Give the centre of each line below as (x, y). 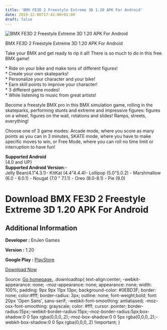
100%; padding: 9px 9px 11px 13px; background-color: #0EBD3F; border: (81, 290)
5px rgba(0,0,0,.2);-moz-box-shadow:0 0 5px (78, 317)
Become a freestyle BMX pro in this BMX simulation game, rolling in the (79, 105)
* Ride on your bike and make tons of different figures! (62, 68)
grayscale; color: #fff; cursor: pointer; (88, 306)
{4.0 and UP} (19, 162)
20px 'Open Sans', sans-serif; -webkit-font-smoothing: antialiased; (75, 301)
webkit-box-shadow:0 (28, 322)
